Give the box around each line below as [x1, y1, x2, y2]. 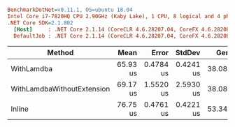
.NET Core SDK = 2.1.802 [7, 19, 73, 27]
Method [47, 48, 74, 58]
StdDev [175, 48, 201, 58]
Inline [10, 104, 29, 114]
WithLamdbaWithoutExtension [10, 84, 111, 94]
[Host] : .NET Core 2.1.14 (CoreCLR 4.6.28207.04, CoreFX [13, 26, 199, 33]
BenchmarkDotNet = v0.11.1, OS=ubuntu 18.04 [7, 6, 133, 13]
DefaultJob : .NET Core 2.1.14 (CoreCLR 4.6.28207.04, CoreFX [13, 32, 199, 39]
